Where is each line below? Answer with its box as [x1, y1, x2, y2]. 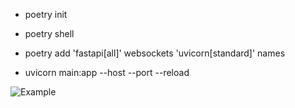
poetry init [24, 9, 68, 20]
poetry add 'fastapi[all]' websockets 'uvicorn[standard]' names [24, 47, 286, 59]
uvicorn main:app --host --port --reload [24, 67, 190, 78]
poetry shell [24, 28, 75, 39]
